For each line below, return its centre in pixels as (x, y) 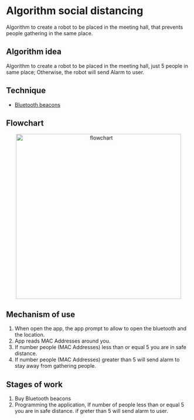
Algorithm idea (34, 52)
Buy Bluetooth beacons (43, 398)
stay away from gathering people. (55, 366)
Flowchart (25, 123)
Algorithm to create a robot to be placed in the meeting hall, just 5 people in (97, 66)
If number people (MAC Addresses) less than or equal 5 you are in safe (100, 347)
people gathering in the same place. (50, 33)
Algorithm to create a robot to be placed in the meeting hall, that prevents (95, 27)
